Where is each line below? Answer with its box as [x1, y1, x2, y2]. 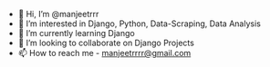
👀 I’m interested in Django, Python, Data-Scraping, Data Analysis [17, 18, 262, 29]
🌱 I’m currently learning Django [17, 28, 135, 38]
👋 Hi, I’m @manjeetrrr [17, 9, 99, 19]
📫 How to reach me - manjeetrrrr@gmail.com [17, 48, 192, 58]
